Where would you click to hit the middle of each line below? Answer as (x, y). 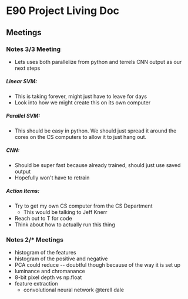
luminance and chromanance (50, 271)
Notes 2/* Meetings (35, 240)
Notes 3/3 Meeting (33, 49)
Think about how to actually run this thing (65, 225)
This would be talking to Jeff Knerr (65, 212)
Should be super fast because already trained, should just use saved (98, 165)
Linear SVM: (21, 81)
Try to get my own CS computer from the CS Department (83, 206)
